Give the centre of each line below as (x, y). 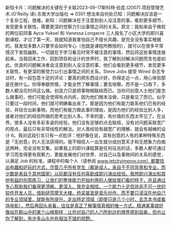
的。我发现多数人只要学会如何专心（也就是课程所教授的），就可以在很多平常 (84, 46)
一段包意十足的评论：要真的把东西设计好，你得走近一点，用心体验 (92, 78)
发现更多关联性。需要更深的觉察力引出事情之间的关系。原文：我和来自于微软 (85, 27)
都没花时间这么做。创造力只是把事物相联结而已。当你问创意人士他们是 (88, 91)
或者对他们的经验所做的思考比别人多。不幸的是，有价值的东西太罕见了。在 (83, 116)
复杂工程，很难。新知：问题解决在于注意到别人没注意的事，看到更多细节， (88, 20)
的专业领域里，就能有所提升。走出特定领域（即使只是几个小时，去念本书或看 (85, 199)
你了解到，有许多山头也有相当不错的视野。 (50, 218)
